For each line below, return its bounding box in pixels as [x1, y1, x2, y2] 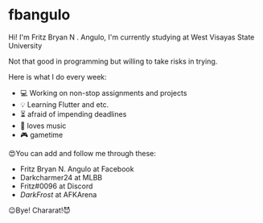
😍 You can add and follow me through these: [8, 148, 157, 158]
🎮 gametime [19, 130, 64, 139]
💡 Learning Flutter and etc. [19, 99, 109, 109]
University [8, 40, 43, 50]
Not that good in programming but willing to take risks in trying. [8, 56, 218, 66]
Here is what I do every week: [8, 72, 107, 81]
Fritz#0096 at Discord [19, 181, 93, 191]
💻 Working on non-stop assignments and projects [19, 88, 187, 97]
